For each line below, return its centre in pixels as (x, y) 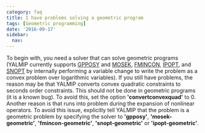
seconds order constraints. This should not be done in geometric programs (101, 90)
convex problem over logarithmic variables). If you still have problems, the (99, 78)
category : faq (24, 12)
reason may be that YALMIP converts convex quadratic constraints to (94, 84)
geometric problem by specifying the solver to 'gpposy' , (78, 116)
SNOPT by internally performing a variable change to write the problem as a (102, 71)
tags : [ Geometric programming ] (46, 23)
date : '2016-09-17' (31, 29)
